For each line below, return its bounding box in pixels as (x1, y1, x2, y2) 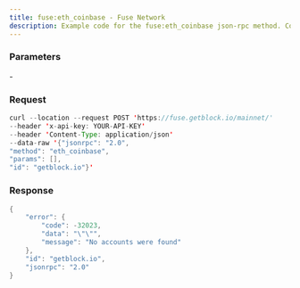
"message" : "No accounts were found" (41, 238, 181, 247)
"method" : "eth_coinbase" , (9, 146, 110, 156)
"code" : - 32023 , (41, 221, 102, 230)
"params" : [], (9, 155, 62, 164)
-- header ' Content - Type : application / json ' (9, 130, 174, 139)
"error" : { (25, 213, 66, 222)
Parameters (9, 51, 61, 63)
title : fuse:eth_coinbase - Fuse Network (9, 12, 166, 22)
